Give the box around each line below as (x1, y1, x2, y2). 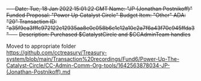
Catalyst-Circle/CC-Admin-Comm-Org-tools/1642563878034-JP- (6, 62, 170, 69)
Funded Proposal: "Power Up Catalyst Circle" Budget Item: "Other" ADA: (6, 11, 186, 19)
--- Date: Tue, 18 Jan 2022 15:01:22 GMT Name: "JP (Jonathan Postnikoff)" (6, 5, 193, 12)
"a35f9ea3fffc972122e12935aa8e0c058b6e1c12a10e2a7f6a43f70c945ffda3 (6, 24, 195, 31)
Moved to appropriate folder (6, 42, 77, 50)
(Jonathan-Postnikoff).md (6, 68, 71, 75)
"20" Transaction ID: (6, 18, 57, 25)
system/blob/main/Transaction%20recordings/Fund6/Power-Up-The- (6, 56, 180, 62)
